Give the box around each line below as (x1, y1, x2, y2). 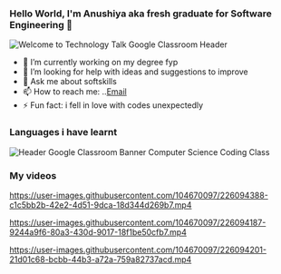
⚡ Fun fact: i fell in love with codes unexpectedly (22, 100, 204, 111)
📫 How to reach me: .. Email (22, 86, 127, 97)
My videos (9, 169, 57, 181)
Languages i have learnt (9, 126, 118, 139)
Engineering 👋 (9, 18, 73, 31)
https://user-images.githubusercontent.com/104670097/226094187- (9, 217, 266, 228)
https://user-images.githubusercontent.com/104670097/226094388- (9, 190, 269, 201)
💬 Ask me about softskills (22, 76, 118, 87)
